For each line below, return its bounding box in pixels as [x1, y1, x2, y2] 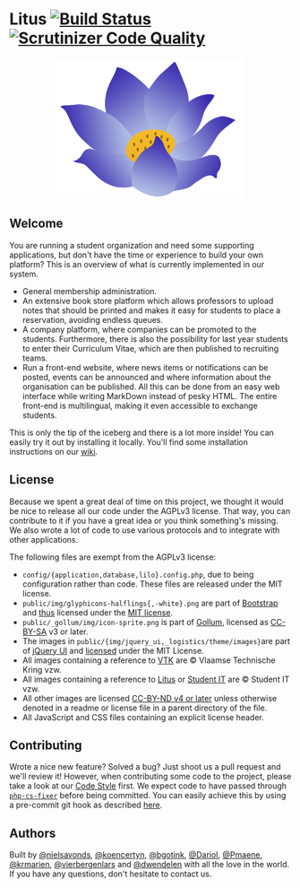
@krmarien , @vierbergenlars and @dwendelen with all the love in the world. [9, 859, 290, 870]
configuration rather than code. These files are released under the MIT [21, 579, 284, 589]
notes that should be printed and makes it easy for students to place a [21, 305, 281, 316]
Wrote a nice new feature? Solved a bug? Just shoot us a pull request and [9, 762, 281, 772]
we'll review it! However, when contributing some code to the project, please [9, 771, 292, 782]
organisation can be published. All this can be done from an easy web [21, 381, 280, 392]
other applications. [9, 534, 79, 544]
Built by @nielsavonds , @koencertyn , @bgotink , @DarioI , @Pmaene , [9, 849, 263, 860]
